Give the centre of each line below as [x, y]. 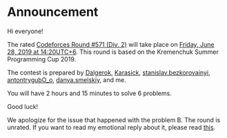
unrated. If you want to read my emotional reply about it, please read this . [111, 127]
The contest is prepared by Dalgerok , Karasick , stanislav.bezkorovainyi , [109, 72]
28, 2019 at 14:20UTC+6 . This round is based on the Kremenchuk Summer [113, 52]
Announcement [53, 12]
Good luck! [23, 106]
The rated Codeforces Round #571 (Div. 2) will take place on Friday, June [111, 44]
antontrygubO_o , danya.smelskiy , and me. [67, 79]
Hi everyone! [25, 31]
